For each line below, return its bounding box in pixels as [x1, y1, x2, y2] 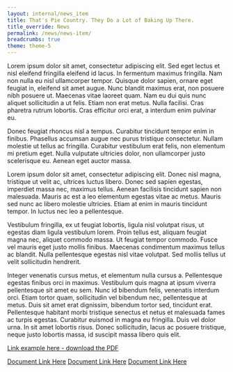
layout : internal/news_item [7, 10, 89, 17]
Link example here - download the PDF [7, 344, 119, 352]
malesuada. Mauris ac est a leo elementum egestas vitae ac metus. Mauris [7, 192, 221, 201]
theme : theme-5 [7, 42, 51, 49]
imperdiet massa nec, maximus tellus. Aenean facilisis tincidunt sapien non [7, 185, 222, 193]
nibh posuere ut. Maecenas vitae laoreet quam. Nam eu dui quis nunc [7, 91, 207, 100]
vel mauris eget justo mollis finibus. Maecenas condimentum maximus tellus [7, 243, 225, 251]
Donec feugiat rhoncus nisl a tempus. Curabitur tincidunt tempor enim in [7, 127, 214, 135]
